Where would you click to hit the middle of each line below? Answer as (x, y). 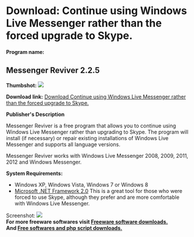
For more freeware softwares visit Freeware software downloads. (87, 222)
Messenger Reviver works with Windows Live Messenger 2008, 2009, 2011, (97, 155)
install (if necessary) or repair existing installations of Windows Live (87, 138)
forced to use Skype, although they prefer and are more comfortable (97, 197)
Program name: (25, 52)
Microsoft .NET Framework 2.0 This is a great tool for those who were (98, 191)
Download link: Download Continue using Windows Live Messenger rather (96, 97)
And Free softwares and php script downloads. (64, 228)
